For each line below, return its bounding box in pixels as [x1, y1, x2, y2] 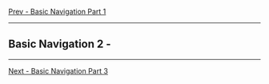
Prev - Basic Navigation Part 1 [8, 7, 106, 16]
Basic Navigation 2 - [8, 38, 111, 51]
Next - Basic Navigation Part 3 [8, 66, 108, 75]
